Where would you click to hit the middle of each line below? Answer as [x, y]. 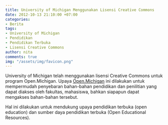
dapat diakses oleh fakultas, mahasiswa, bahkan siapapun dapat [72, 92]
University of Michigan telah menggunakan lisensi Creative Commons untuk [84, 76]
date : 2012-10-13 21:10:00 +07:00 [42, 15]
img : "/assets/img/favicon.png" [39, 61]
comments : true [21, 57]
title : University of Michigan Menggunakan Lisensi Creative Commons [80, 10]
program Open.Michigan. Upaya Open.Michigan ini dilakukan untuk [75, 81]
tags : [11, 29]
